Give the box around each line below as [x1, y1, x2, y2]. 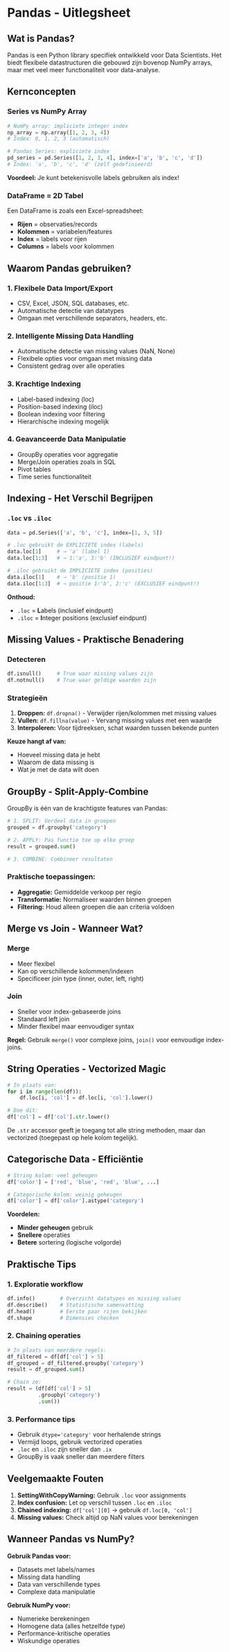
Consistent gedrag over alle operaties [17, 362, 125, 370]
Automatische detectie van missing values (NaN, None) [17, 347, 175, 355]
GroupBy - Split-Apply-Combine [7, 786, 149, 797]
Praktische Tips [7, 1258, 77, 1270]
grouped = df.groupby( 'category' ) [7, 824, 107, 832]
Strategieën [7, 693, 48, 703]
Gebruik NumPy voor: [7, 1601, 71, 1609]
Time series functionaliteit [17, 472, 92, 480]
